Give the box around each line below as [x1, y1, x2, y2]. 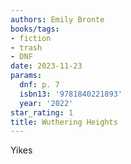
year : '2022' [19, 98, 74, 108]
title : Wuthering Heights [10, 117, 118, 127]
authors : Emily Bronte [10, 14, 105, 25]
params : [10, 71, 43, 81]
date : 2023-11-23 [10, 61, 83, 71]
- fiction [10, 33, 52, 43]
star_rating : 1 [10, 107, 74, 118]
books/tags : [10, 24, 60, 34]
